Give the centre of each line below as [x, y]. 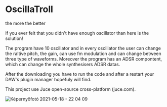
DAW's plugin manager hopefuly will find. [48, 79]
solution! [14, 38]
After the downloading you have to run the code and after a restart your [80, 74]
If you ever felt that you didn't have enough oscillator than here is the [77, 33]
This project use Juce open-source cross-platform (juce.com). [71, 89]
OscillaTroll [29, 9]
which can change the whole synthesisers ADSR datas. [63, 64]
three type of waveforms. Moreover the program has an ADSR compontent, [84, 59]
